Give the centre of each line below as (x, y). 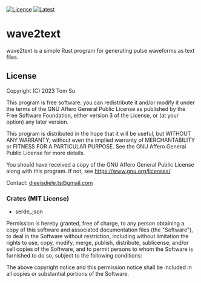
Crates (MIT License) (38, 198)
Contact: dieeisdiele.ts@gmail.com (50, 182)
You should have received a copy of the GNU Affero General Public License (100, 164)
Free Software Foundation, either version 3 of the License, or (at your (93, 115)
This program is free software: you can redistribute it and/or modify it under (100, 102)
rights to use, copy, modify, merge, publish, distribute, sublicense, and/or (97, 243)
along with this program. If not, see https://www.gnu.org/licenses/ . (89, 171)
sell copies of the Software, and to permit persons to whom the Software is (100, 249)
